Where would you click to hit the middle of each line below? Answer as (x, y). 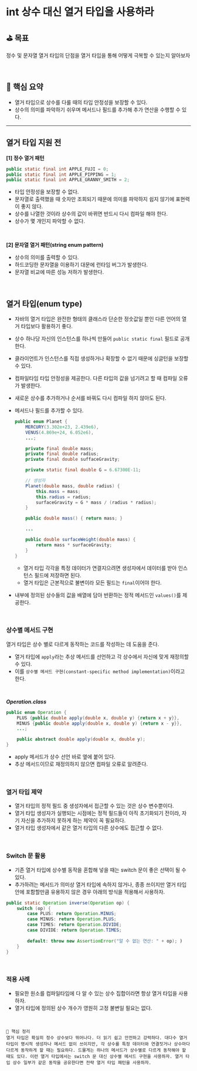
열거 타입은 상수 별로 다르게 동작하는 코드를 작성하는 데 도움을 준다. (83, 644)
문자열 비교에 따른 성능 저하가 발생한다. (59, 272)
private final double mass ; (60, 448)
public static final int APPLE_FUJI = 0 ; (57, 169)
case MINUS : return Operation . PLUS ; (72, 919)
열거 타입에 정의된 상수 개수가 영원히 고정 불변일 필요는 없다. (83, 1008)
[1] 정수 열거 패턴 (26, 158)
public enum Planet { (41, 422)
